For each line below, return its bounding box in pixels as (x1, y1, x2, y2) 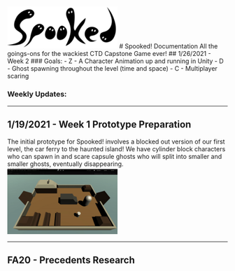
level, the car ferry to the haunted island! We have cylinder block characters (7, 144, 226, 153)
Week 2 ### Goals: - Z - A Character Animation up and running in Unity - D (7, 57, 224, 65)
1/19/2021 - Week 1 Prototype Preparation (7, 118, 192, 131)
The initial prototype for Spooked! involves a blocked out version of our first (7, 137, 225, 146)
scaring (7, 72, 29, 81)
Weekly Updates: (7, 90, 67, 99)
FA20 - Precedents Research (7, 254, 135, 266)
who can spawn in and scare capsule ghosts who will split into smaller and (7, 152, 222, 160)
